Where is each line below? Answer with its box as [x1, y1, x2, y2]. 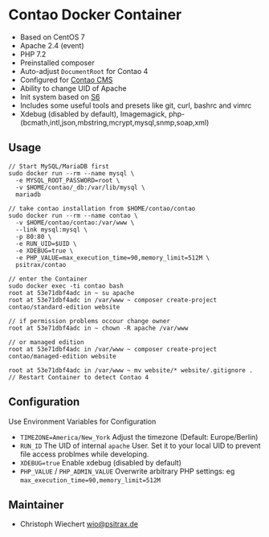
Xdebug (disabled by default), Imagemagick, [19, 109, 167, 118]
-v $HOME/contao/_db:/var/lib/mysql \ [15, 183, 146, 191]
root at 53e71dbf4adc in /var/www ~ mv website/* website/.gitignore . [8, 366, 253, 375]
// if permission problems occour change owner [8, 317, 171, 325]
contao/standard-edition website [8, 303, 120, 311]
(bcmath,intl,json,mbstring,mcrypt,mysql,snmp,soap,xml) [19, 117, 210, 127]
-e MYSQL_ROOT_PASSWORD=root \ [15, 176, 120, 184]
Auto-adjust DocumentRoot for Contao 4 [19, 66, 149, 76]
